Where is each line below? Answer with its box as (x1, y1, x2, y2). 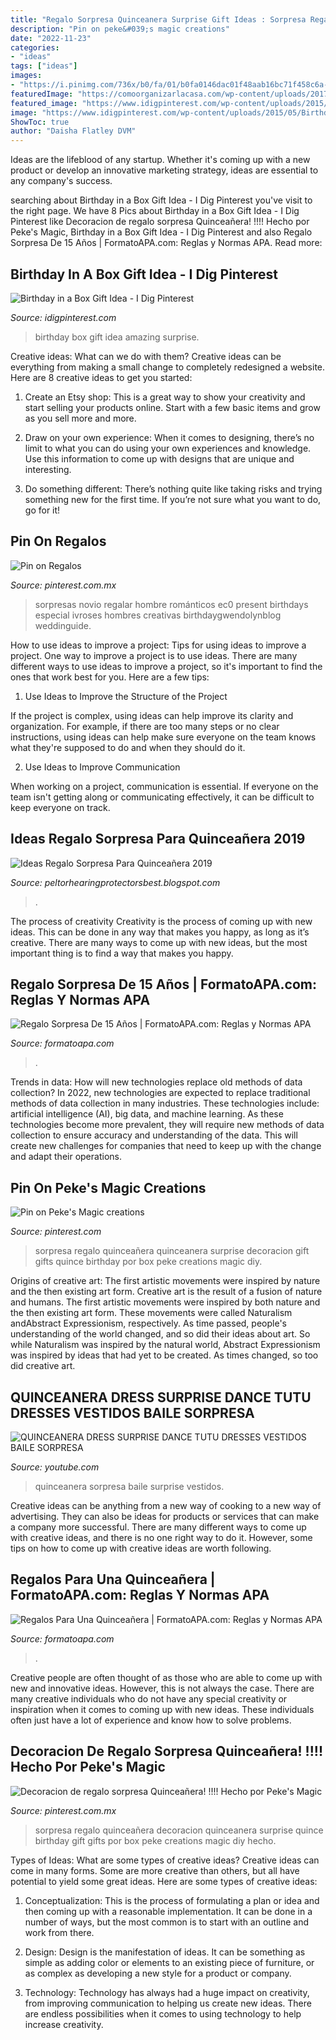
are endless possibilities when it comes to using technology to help (24, 2007, 302, 2020)
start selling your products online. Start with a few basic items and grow (24, 401, 321, 413)
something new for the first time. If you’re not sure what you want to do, (24, 493, 322, 505)
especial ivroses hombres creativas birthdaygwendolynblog (34, 609, 282, 621)
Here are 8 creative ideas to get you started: (10, 371, 193, 383)
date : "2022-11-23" (10, 33, 92, 43)
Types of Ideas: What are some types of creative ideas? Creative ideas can (10, 1854, 320, 1866)
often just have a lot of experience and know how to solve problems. (10, 1714, 292, 1726)
